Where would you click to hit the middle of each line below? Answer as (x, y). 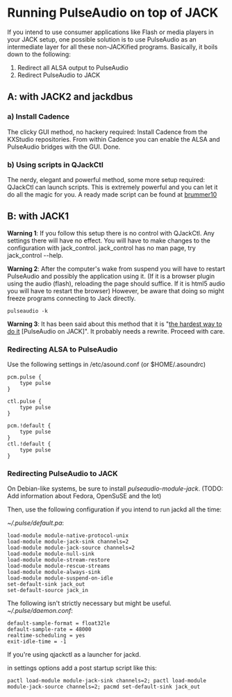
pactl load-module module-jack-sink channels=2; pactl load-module (107, 681)
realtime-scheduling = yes (46, 636)
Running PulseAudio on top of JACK (113, 13)
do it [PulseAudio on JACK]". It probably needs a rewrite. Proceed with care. (116, 331)
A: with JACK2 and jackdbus (70, 97)
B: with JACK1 (38, 216)
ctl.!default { (29, 444)
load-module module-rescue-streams (59, 566)
